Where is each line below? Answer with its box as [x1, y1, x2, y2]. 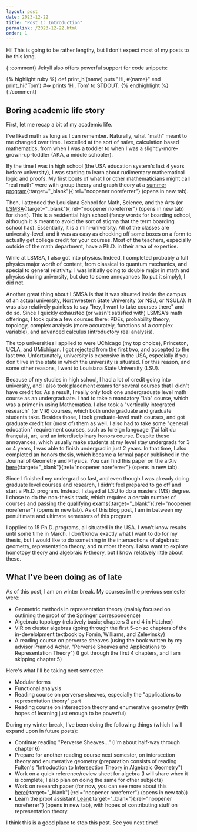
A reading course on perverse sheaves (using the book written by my [14, 637, 183, 644]
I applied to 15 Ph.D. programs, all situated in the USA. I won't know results [6, 523, 186, 531]
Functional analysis [14, 684, 62, 692]
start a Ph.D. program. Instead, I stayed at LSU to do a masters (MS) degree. [6, 487, 191, 495]
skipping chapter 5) [14, 655, 62, 662]
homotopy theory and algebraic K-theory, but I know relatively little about [6, 549, 183, 556]
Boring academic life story [6, 105, 105, 115]
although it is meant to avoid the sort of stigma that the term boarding [6, 217, 175, 224]
